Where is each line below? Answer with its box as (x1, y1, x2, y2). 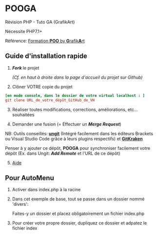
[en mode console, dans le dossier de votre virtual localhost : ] (5, 93, 145, 98)
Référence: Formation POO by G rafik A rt (5, 37, 85, 44)
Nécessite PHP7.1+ (5, 28, 42, 34)
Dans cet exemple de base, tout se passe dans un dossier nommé (12, 196, 145, 202)
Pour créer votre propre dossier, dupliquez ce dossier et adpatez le (12, 220, 147, 226)
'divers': (12, 201, 29, 207)
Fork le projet (12, 65, 39, 71)
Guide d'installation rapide (5, 52, 88, 60)
